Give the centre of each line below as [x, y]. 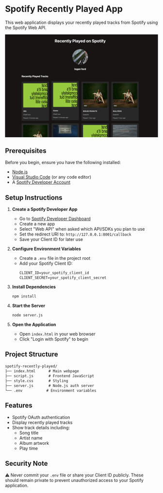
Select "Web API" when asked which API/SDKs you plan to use [82, 229]
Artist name [31, 438]
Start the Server [28, 306]
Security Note [26, 463]
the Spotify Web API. [26, 27]
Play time [28, 448]
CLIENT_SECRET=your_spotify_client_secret [63, 278]
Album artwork [34, 443]
